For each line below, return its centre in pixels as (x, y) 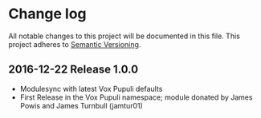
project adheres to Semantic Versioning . (75, 44)
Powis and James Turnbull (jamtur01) (81, 105)
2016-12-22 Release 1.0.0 (73, 70)
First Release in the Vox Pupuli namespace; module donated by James (136, 97)
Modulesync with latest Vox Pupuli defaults (91, 88)
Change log (47, 14)
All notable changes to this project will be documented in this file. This (124, 36)
